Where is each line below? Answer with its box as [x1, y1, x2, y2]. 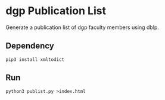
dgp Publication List [5, 4, 107, 18]
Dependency [5, 41, 54, 51]
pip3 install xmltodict [5, 56, 65, 63]
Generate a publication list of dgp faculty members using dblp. [5, 24, 159, 31]
